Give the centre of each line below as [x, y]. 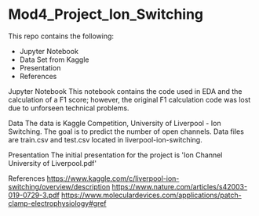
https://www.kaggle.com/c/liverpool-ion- [113, 178]
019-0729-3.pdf [34, 195]
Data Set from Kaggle [54, 59]
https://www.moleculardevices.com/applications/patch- [151, 195]
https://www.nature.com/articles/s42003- [180, 186]
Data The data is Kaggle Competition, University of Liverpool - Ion [115, 123]
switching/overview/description [59, 186]
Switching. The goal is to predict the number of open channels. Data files [126, 131]
